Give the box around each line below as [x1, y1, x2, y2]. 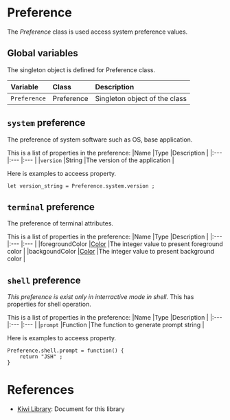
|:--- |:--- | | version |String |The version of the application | [7, 156, 174, 164]
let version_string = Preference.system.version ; [7, 182, 155, 190]
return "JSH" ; [19, 353, 63, 360]
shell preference [7, 274, 81, 286]
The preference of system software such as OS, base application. [7, 135, 193, 144]
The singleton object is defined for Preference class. [7, 65, 156, 74]
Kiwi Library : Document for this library [16, 405, 125, 413]
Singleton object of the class [95, 93, 187, 103]
